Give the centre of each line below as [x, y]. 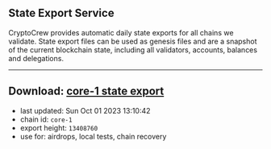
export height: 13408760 [59, 127]
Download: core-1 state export [86, 91]
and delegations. [36, 58]
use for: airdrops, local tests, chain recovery [93, 136]
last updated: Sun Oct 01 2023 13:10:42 [85, 110]
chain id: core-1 [46, 119]
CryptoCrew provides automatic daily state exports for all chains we [121, 32]
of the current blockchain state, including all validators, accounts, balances [133, 50]
